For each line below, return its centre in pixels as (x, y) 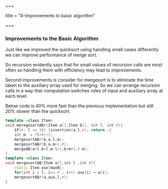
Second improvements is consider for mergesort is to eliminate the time (79, 80)
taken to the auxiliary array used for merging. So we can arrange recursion (83, 85)
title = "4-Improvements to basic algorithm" (50, 15)
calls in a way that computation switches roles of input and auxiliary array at (84, 91)
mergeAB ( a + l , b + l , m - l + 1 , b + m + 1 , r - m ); (52, 149)
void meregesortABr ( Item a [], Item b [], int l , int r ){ (64, 125)
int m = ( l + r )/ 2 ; (34, 135)
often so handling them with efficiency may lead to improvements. (74, 70)
